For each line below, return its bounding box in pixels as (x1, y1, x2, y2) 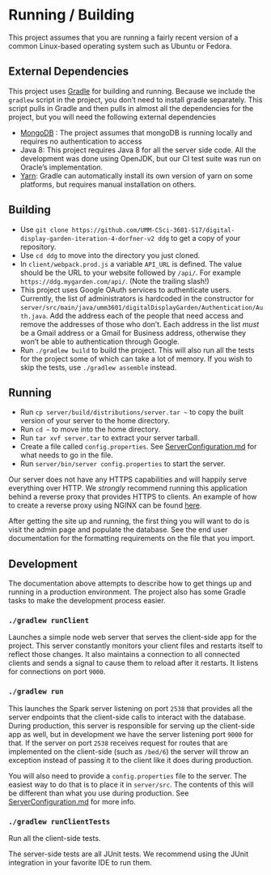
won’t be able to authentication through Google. (19, 337, 180, 346)
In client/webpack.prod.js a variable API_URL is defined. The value (19, 259, 243, 268)
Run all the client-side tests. (8, 834, 101, 843)
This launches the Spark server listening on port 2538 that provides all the (8, 703, 253, 713)
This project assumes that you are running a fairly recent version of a (8, 32, 239, 42)
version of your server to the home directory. (19, 416, 170, 426)
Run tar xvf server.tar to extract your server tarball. (19, 433, 200, 443)
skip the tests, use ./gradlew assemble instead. (19, 362, 177, 372)
